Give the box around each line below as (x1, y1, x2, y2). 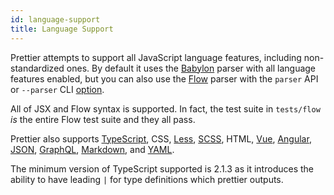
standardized (10, 62, 65, 74)
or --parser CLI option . (10, 83, 105, 95)
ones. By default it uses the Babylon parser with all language (66, 62, 317, 74)
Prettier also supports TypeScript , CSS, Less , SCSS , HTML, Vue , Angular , (10, 132, 312, 145)
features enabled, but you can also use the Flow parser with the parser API (10, 72, 319, 85)
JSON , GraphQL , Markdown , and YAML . (10, 143, 175, 155)
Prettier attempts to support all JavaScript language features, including (10, 51, 302, 63)
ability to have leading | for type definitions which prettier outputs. (10, 173, 284, 185)
